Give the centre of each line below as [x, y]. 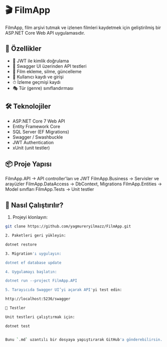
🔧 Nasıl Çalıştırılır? [34, 205]
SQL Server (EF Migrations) [41, 132]
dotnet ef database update [33, 263]
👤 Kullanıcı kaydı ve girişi [38, 77]
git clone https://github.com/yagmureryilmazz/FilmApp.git [68, 226]
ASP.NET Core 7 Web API [39, 121]
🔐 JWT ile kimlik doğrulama [41, 61]
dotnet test [18, 326]
